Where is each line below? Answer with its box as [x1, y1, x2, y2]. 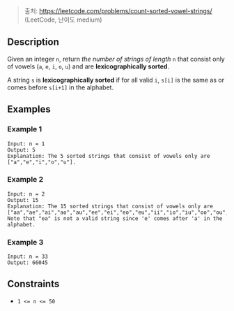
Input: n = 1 [7, 140, 45, 147]
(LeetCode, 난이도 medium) [24, 15, 102, 24]
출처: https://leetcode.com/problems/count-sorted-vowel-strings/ [24, 7, 212, 15]
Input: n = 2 [7, 190, 45, 198]
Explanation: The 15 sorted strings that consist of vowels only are [7, 203, 214, 210]
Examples [7, 103, 51, 115]
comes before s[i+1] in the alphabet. [7, 83, 114, 92]
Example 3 [7, 237, 44, 247]
